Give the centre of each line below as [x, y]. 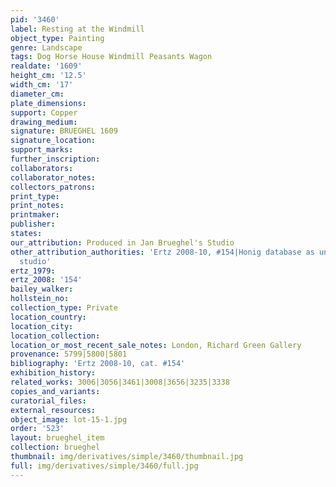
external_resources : [53, 410]
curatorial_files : [48, 401]
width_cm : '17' [42, 85]
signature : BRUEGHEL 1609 [64, 131]
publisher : [33, 224]
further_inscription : [55, 159]
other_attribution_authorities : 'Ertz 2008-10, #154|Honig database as [162, 252]
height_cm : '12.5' [48, 76]
